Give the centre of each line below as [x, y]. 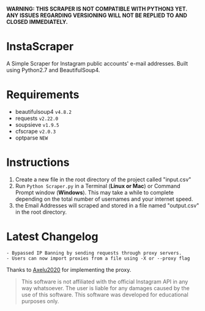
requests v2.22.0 [37, 118]
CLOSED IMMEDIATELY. [37, 22]
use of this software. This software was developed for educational [105, 294]
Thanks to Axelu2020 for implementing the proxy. [69, 269]
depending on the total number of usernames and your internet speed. [104, 199]
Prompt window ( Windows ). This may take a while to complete [95, 192]
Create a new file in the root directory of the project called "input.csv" [103, 179]
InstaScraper [40, 47]
